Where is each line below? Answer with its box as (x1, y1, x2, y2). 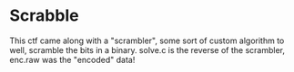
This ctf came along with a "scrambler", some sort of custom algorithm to (9, 35, 285, 46)
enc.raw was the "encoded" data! (9, 54, 136, 65)
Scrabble (9, 5, 79, 26)
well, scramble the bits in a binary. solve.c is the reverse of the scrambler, (9, 44, 285, 55)
